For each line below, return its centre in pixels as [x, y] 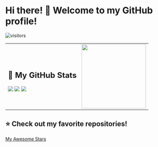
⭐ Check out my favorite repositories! [66, 124]
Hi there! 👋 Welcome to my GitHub [79, 10]
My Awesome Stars [26, 139]
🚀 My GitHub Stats [42, 75]
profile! [21, 21]
